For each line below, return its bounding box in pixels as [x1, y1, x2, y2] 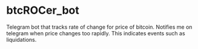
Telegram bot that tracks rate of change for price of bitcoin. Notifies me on [6, 23, 193, 30]
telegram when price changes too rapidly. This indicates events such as [6, 29, 186, 36]
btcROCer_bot [6, 4, 80, 17]
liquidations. [6, 36, 37, 43]
